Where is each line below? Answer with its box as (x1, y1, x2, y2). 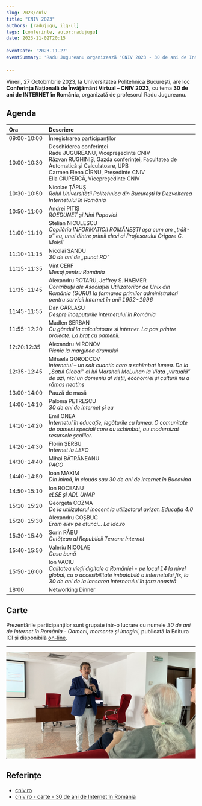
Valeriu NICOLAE (49, 544, 91, 551)
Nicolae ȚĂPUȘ (49, 183, 87, 191)
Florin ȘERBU (49, 440, 82, 447)
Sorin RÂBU (49, 528, 78, 536)
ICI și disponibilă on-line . (6, 634, 67, 641)
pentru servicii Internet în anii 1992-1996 (49, 296, 153, 303)
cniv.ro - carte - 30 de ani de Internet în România (14, 793, 136, 800)
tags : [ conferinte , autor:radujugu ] (6, 29, 98, 35)
